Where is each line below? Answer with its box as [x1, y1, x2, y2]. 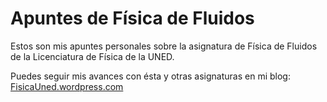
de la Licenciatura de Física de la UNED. [10, 50, 175, 62]
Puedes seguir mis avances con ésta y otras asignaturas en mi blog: [10, 70, 291, 82]
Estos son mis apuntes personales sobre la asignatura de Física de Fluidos [10, 40, 318, 52]
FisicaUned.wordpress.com [10, 80, 124, 92]
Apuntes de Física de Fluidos [10, 7, 255, 30]
